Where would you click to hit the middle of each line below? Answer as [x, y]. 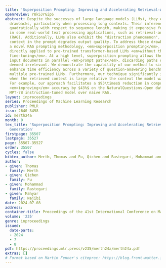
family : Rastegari [29, 189]
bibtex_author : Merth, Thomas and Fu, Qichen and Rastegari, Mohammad [79, 157]
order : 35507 [19, 148]
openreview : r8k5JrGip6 [30, 14]
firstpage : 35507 [23, 134]
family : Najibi [25, 198]
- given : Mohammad [24, 184]
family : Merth [24, 171]
